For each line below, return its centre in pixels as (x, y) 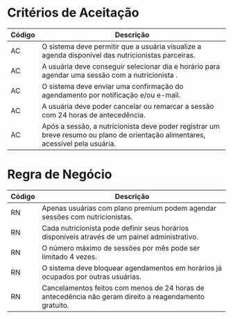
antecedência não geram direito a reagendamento (123, 296)
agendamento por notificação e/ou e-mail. (111, 95)
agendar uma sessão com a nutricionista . (110, 75)
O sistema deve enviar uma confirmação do (113, 86)
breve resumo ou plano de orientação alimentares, (124, 135)
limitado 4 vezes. (69, 257)
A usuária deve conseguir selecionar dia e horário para (131, 66)
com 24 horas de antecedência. (94, 114)
